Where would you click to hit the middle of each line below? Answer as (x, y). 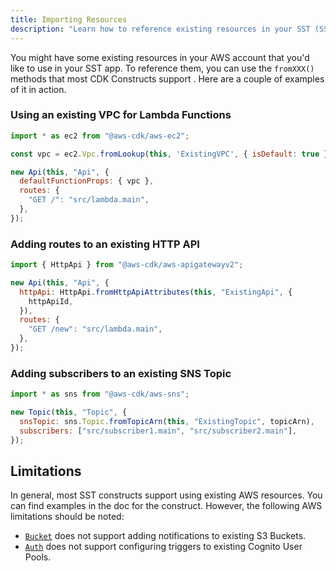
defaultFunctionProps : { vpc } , (87, 181)
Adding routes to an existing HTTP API (105, 244)
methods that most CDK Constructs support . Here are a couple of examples (167, 78)
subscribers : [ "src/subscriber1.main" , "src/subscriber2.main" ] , (158, 431)
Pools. (38, 557)
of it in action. (38, 89)
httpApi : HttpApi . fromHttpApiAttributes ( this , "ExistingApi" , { (156, 292)
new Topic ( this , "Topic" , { (69, 412)
